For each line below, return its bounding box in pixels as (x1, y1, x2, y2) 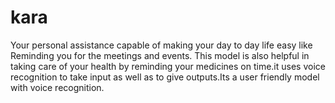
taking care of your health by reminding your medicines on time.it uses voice (10, 60, 326, 72)
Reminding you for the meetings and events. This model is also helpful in (10, 49, 310, 61)
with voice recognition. (10, 81, 105, 93)
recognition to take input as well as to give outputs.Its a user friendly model (10, 71, 320, 83)
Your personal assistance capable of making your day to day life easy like (10, 39, 313, 51)
